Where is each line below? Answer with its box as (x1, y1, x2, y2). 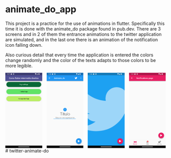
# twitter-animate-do (5, 148, 49, 154)
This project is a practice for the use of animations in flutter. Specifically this (5, 20, 165, 26)
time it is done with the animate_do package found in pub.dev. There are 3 (5, 25, 161, 31)
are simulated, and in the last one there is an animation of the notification (5, 37, 158, 43)
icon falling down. (5, 42, 43, 48)
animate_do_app (5, 4, 76, 15)
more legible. (5, 62, 33, 69)
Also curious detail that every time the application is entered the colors (5, 52, 154, 58)
